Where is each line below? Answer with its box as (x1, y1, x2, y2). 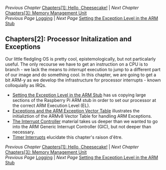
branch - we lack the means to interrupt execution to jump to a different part (5, 66, 161, 72)
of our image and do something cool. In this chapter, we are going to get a (5, 72, 157, 78)
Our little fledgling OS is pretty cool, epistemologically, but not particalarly (5, 56, 156, 62)
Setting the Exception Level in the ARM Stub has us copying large (12, 92, 146, 98)
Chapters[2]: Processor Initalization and (5, 35, 132, 43)
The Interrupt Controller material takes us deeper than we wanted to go (12, 118, 158, 124)
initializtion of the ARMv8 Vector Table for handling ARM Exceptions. (12, 113, 152, 119)
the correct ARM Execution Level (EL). (12, 102, 90, 108)
